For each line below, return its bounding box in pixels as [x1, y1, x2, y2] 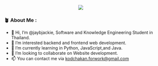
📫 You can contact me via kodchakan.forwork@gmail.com [11, 56, 129, 62]
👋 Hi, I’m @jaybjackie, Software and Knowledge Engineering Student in [11, 30, 153, 35]
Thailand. [11, 35, 30, 41]
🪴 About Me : [4, 16, 37, 23]
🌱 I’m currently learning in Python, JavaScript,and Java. [11, 45, 123, 51]
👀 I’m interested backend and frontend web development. [11, 40, 126, 46]
